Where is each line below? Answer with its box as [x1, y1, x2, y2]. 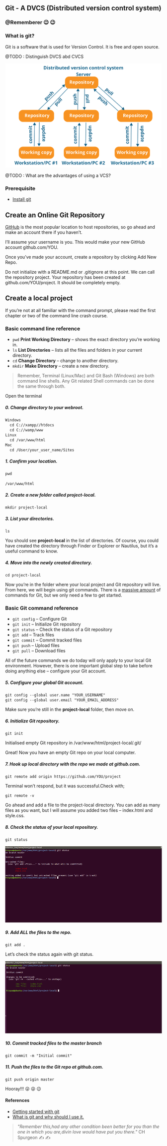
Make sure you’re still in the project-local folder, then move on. [5, 706, 135, 712]
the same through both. [17, 383, 66, 389]
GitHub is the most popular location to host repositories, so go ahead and [5, 224, 156, 230]
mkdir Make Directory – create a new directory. [12, 363, 109, 369]
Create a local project [5, 294, 73, 303]
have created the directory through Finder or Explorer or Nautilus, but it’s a [5, 543, 158, 549]
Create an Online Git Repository [5, 211, 105, 219]
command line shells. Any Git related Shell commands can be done [17, 378, 155, 384]
